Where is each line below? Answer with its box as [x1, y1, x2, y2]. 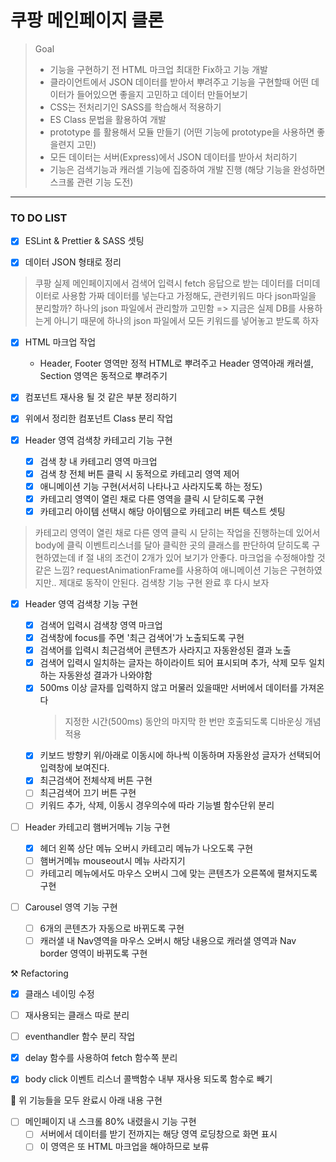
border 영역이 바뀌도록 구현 [39, 947, 148, 959]
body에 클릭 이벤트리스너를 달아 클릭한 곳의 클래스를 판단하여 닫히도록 [34, 539, 310, 551]
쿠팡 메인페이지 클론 [10, 9, 165, 32]
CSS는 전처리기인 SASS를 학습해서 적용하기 [49, 101, 222, 113]
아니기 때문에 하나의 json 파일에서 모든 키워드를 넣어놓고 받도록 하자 [53, 315, 320, 327]
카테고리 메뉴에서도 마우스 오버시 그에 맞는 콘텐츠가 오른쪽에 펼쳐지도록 [39, 867, 318, 879]
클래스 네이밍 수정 [24, 987, 95, 1000]
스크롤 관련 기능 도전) [49, 176, 134, 188]
